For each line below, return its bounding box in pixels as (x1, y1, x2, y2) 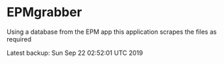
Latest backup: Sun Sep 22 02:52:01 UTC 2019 (6, 49, 143, 57)
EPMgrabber (6, 4, 82, 20)
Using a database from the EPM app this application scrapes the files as (6, 27, 217, 36)
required (6, 34, 32, 43)
